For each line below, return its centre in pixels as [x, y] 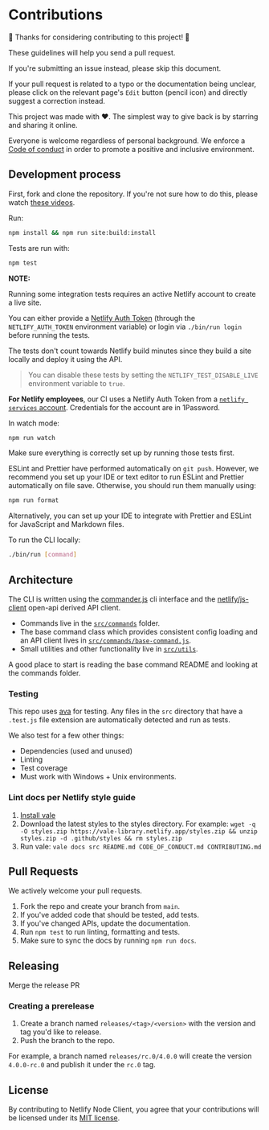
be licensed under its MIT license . [64, 1118]
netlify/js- [233, 599]
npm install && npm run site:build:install [82, 232]
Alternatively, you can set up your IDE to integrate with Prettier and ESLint [130, 516]
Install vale [38, 815]
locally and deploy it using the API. [65, 359]
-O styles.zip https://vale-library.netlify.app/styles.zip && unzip [139, 831]
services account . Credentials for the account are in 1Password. [114, 407]
